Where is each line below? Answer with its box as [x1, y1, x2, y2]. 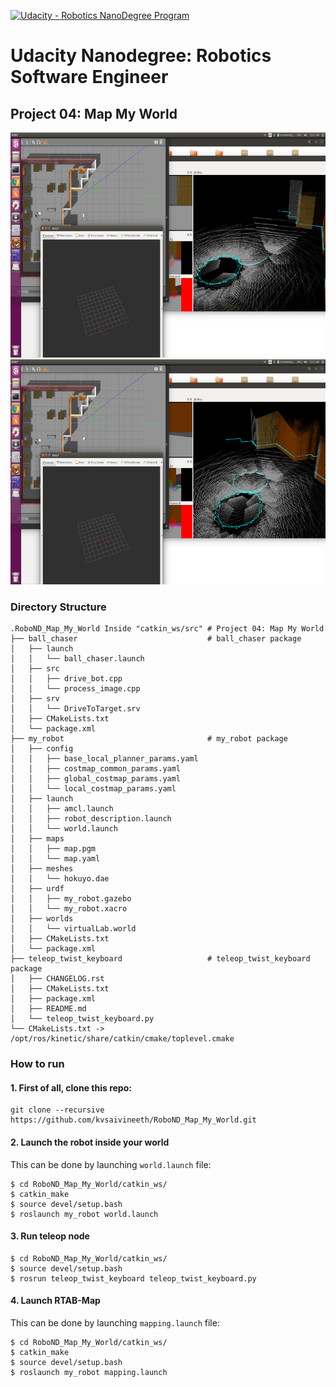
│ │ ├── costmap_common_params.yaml [10, 764, 182, 774]
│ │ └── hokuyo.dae [10, 874, 110, 884]
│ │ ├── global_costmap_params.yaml [10, 774, 182, 784]
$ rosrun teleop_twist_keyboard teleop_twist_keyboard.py [10, 1273, 257, 1284]
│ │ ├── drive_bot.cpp [10, 674, 123, 684]
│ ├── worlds [10, 914, 74, 924]
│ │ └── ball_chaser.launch [10, 654, 145, 664]
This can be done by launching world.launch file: [10, 1158, 212, 1170]
